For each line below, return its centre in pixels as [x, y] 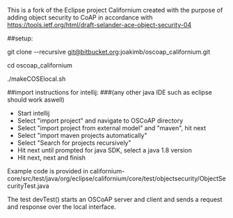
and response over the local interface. [62, 207]
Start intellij [33, 113]
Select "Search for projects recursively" [74, 143]
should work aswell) [36, 100]
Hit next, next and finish [51, 157]
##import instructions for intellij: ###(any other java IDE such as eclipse [110, 92]
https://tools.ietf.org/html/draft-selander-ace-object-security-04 [99, 25]
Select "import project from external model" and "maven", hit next [112, 128]
